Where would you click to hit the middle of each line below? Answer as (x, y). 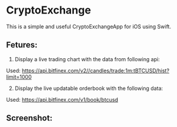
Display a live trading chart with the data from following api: (87, 59)
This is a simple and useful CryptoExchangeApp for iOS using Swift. (89, 26)
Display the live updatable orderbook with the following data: (89, 88)
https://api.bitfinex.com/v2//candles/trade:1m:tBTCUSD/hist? (96, 71)
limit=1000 (19, 76)
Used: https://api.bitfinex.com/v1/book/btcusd (62, 99)
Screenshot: (29, 118)
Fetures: (22, 45)
